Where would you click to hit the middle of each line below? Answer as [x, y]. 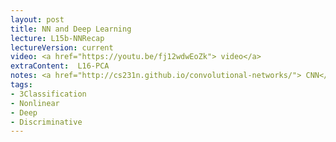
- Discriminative [46, 122]
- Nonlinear [35, 103]
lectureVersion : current [62, 47]
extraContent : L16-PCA [60, 66]
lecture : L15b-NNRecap [57, 38]
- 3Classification [48, 94]
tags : [21, 85]
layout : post [37, 19]
